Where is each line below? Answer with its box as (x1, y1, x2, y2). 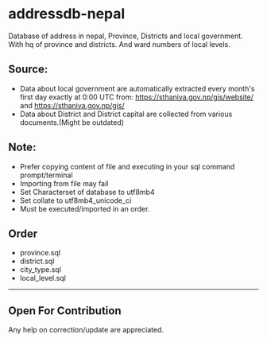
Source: (8, 63, 48, 76)
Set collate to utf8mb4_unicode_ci (19, 196, 132, 205)
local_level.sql (19, 274, 66, 283)
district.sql (19, 256, 55, 266)
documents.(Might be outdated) (19, 117, 125, 127)
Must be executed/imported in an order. (19, 204, 150, 213)
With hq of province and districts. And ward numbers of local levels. (8, 39, 230, 49)
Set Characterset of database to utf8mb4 (19, 187, 155, 196)
